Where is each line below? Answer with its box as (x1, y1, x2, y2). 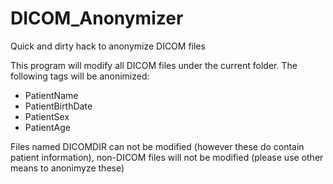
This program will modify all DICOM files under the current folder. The (10, 59, 298, 71)
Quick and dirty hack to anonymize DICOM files (10, 40, 206, 52)
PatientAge (24, 121, 71, 133)
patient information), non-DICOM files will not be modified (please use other (10, 151, 324, 163)
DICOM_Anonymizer (10, 7, 184, 30)
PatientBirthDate (24, 100, 93, 112)
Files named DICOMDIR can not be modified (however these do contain (10, 140, 305, 152)
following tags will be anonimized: (10, 70, 150, 82)
